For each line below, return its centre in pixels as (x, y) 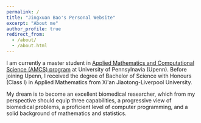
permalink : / (23, 12)
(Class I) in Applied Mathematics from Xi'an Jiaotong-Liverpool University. (99, 82)
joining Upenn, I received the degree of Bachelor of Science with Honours (99, 76)
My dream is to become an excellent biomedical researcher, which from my (101, 94)
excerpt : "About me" (33, 23)
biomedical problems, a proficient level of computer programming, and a (97, 107)
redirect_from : (26, 35)
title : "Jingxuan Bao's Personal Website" (61, 18)
